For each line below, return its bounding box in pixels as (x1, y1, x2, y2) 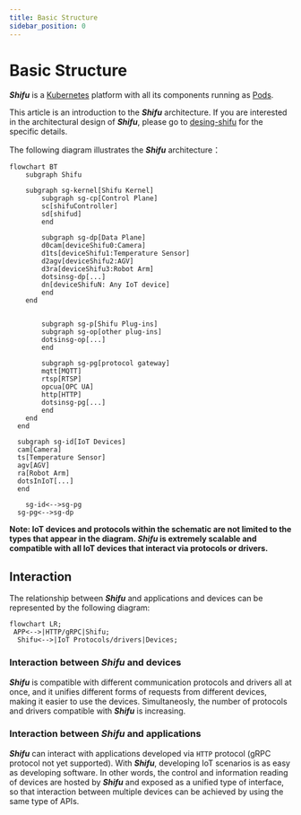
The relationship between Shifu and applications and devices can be (9, 593, 263, 604)
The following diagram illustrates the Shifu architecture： (9, 145, 221, 155)
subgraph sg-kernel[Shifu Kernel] (25, 186, 154, 196)
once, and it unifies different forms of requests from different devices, (9, 686, 267, 697)
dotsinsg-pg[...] (41, 399, 106, 407)
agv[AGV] (17, 461, 50, 470)
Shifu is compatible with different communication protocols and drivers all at (9, 677, 292, 688)
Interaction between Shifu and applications (9, 728, 202, 741)
